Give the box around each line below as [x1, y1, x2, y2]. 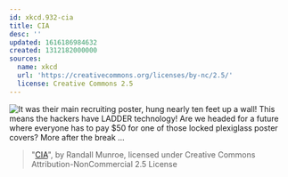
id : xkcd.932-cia [9, 12, 74, 22]
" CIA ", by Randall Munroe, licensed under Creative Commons [30, 149, 256, 160]
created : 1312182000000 [9, 46, 98, 55]
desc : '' [9, 29, 42, 38]
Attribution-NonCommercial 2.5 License [30, 158, 178, 169]
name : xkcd [17, 63, 58, 72]
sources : [9, 54, 42, 63]
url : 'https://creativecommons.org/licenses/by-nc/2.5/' [17, 71, 234, 80]
